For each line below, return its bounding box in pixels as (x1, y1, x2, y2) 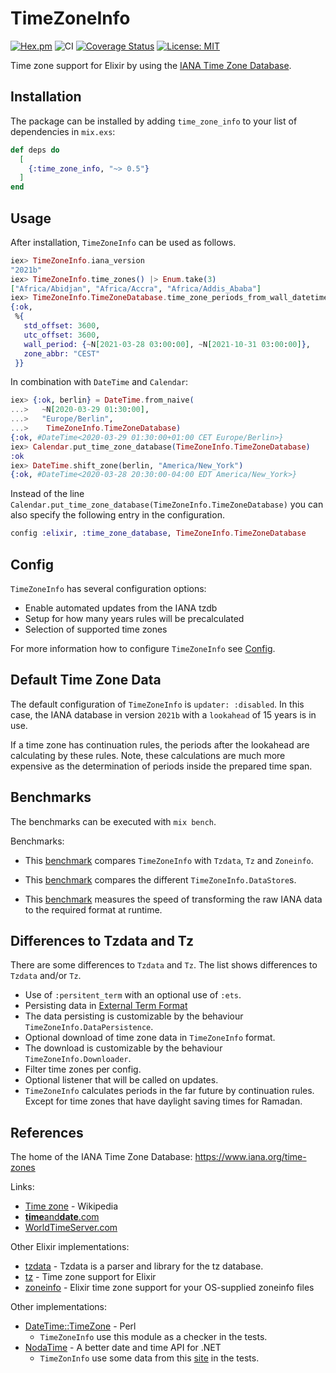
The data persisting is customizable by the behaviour (24, 1010, 244, 1022)
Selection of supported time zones (24, 623, 168, 635)
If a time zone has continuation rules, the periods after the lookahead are (10, 738, 310, 751)
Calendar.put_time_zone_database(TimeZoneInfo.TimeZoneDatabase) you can (10, 498, 324, 511)
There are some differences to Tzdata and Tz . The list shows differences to (10, 959, 318, 971)
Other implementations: (10, 1301, 107, 1313)
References (10, 1124, 84, 1141)
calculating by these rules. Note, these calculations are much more (10, 749, 286, 761)
